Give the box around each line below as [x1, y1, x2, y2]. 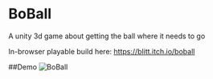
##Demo [8, 61, 38, 72]
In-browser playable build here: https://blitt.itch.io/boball [8, 46, 195, 56]
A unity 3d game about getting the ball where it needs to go [8, 31, 206, 41]
